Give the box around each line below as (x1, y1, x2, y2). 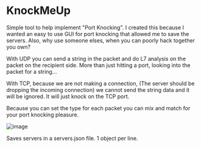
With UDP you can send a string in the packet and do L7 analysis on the (6, 55, 186, 62)
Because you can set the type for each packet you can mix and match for (6, 104, 191, 111)
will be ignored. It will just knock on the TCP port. (6, 93, 130, 100)
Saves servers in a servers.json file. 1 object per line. (6, 135, 138, 142)
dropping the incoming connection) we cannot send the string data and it (6, 86, 190, 93)
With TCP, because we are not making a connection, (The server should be (6, 80, 195, 87)
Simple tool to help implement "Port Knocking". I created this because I (6, 24, 185, 31)
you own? (6, 43, 31, 51)
